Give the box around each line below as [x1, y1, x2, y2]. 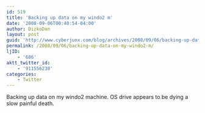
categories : [6, 71, 37, 77]
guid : [6, 37, 20, 43]
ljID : [6, 49, 20, 55]
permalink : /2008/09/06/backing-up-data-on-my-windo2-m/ [6, 43, 154, 49]
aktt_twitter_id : [6, 60, 51, 66]
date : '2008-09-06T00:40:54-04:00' [6, 20, 97, 26]
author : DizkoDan [6, 26, 51, 32]
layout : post [6, 32, 40, 38]
